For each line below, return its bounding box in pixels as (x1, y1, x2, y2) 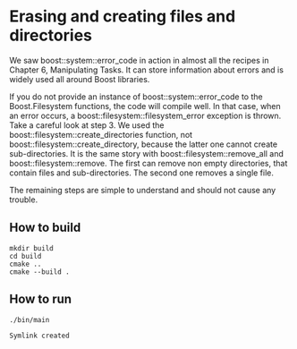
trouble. (9, 194, 38, 205)
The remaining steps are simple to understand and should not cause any (9, 184, 276, 195)
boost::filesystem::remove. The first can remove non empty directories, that (9, 157, 288, 168)
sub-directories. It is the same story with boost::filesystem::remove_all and (9, 148, 284, 158)
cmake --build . (9, 267, 70, 277)
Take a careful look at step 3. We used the (9, 119, 165, 131)
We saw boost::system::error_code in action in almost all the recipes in (9, 55, 269, 65)
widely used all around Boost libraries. (9, 73, 150, 84)
